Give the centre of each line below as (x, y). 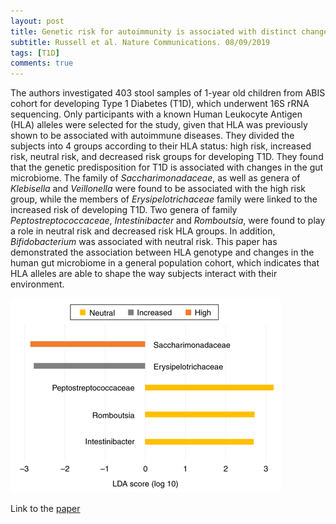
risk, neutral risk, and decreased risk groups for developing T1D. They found (167, 157)
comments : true (42, 63)
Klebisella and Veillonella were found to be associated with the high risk (158, 189)
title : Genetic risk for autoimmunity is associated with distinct (154, 31)
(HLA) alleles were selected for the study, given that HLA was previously (159, 125)
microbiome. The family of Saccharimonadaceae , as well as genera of (155, 178)
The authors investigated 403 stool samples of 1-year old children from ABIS (168, 93)
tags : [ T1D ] (35, 53)
